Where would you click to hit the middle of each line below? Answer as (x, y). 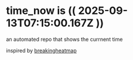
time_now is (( (41, 11)
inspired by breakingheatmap (42, 50)
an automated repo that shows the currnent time (64, 39)
